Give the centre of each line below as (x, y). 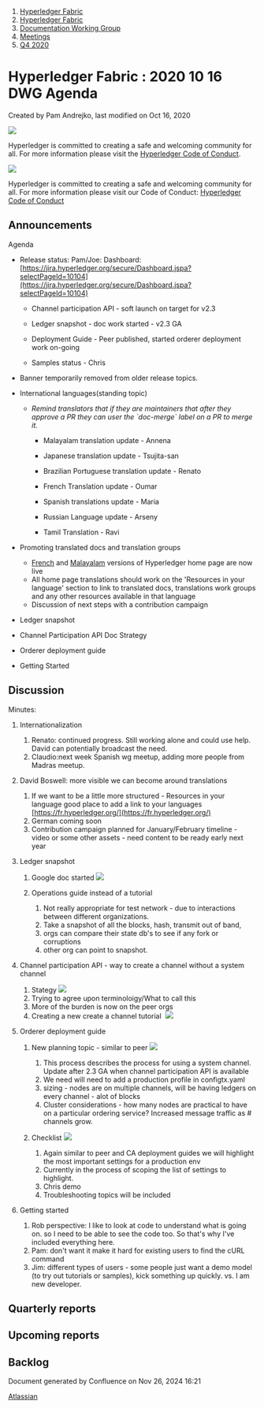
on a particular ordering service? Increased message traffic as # (147, 1113)
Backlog (29, 1362)
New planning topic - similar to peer (89, 1047)
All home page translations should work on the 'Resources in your (138, 579)
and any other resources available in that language (113, 596)
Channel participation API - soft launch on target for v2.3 (123, 308)
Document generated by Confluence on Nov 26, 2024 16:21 (104, 1381)
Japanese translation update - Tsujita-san (111, 456)
